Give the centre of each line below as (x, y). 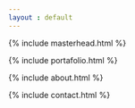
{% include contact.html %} (59, 95)
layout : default (41, 17)
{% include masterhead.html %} (67, 43)
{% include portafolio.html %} (63, 60)
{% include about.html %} (56, 78)
